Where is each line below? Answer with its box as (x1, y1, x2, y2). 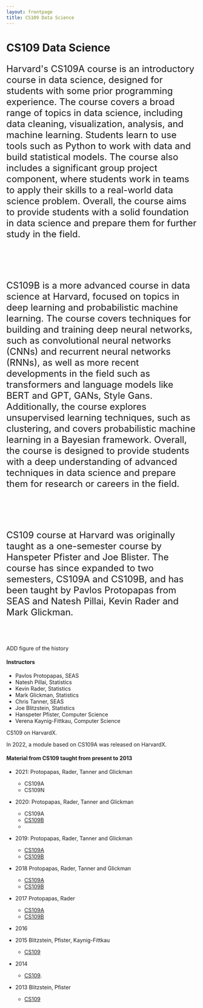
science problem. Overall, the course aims (6, 195, 187, 207)
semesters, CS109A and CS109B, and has (6, 573, 184, 585)
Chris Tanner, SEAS (15, 697, 64, 705)
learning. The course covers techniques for (6, 312, 191, 324)
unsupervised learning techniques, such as (6, 412, 191, 423)
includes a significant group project (6, 162, 158, 174)
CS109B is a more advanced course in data (6, 279, 190, 291)
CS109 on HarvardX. (6, 729, 58, 736)
